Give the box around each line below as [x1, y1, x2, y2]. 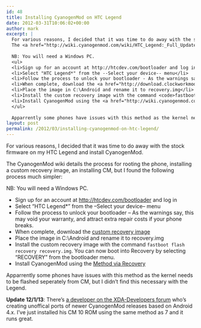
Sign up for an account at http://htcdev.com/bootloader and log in [14, 196, 178, 203]
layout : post [6, 121, 39, 127]
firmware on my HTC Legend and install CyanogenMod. [6, 149, 144, 156]
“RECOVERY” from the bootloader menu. [14, 254, 115, 261]
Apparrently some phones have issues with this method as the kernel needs [6, 272, 193, 279]
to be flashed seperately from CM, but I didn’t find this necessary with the [6, 278, 188, 285]
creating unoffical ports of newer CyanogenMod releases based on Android [6, 302, 193, 309]
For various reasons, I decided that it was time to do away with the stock [6, 142, 185, 149]
